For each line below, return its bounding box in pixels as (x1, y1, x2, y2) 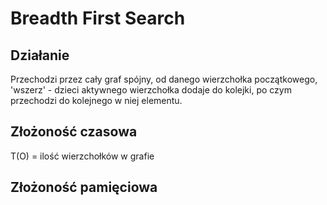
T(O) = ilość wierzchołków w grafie (10, 150, 155, 162)
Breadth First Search (10, 7, 186, 30)
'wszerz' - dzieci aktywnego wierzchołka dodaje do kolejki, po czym (10, 84, 292, 96)
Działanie (10, 47, 70, 64)
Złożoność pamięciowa (10, 179, 158, 196)
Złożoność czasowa (10, 123, 138, 141)
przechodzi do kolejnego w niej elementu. (10, 95, 183, 106)
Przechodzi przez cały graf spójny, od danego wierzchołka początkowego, (10, 73, 318, 85)
